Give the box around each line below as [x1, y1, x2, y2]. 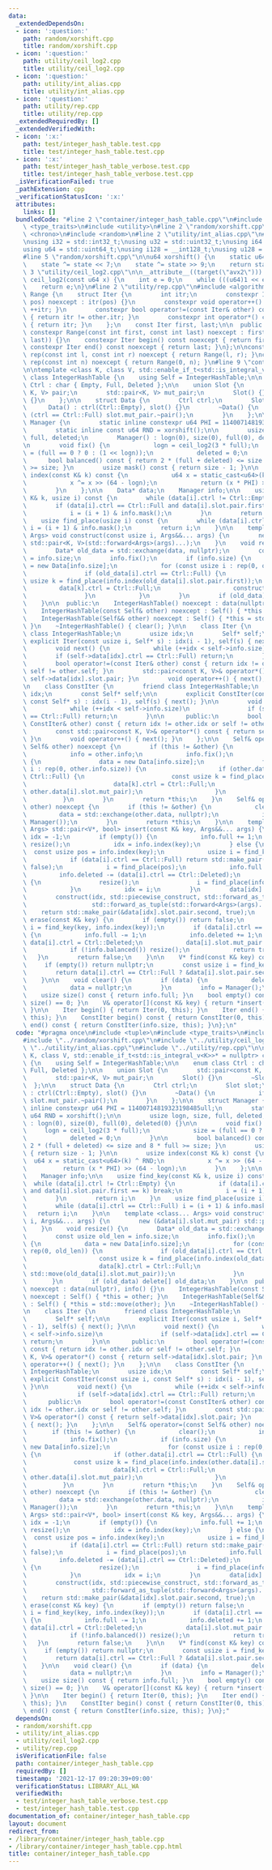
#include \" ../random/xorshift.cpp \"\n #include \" [23, 1036, 198, 1044]
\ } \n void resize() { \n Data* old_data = [23, 1224, 216, 1232]
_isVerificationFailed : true [15, 177, 114, 186]
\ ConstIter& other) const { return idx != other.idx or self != [23, 720, 249, 728]
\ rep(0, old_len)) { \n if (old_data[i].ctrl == [23, 1247, 244, 1256]
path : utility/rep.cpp [23, 102, 100, 110]
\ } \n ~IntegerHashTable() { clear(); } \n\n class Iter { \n [23, 621, 252, 630]
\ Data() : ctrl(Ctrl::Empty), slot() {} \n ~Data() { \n [23, 403, 259, 412]
